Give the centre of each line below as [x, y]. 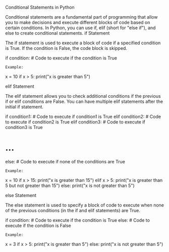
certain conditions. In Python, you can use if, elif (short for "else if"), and [80, 28]
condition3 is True [24, 127]
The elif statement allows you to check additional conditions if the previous [83, 96]
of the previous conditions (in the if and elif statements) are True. [73, 210]
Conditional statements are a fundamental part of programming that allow [81, 17]
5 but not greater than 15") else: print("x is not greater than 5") [70, 185]
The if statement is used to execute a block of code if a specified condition [83, 43]
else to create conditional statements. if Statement [58, 33]
